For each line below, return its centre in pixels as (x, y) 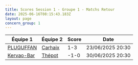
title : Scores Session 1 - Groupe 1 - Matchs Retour (60, 9)
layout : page (18, 18)
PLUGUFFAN (22, 48)
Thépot (50, 55)
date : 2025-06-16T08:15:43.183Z (38, 14)
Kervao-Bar (21, 55)
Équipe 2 (52, 39)
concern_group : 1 (23, 23)
